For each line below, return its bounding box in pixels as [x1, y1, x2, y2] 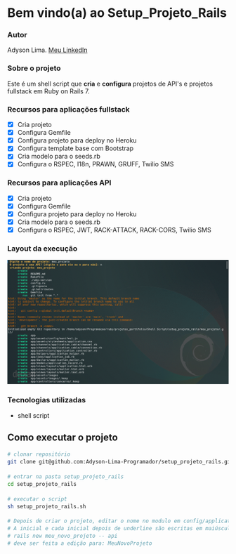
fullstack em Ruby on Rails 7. [7, 86, 90, 95]
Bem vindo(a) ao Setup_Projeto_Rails [7, 5, 227, 21]
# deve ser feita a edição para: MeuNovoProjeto [7, 539, 152, 547]
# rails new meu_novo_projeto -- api [7, 532, 118, 540]
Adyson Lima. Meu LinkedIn [7, 46, 88, 54]
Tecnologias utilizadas [7, 395, 86, 405]
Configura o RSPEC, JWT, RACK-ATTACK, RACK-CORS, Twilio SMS [17, 226, 212, 234]
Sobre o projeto [7, 63, 61, 73]
